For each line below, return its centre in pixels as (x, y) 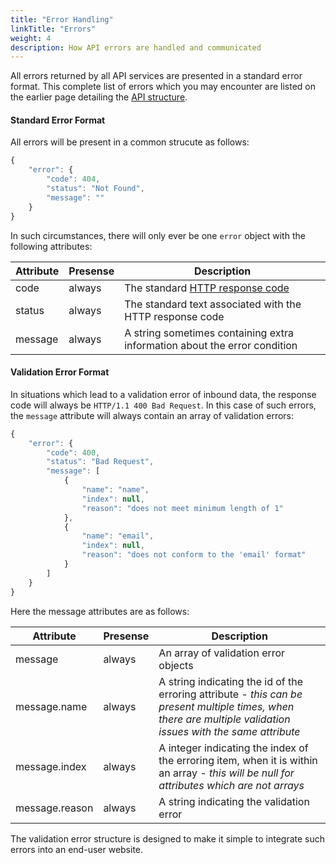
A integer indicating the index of (233, 748)
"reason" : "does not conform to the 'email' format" (194, 555)
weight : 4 (31, 38)
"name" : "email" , (118, 536)
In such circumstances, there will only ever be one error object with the (158, 235)
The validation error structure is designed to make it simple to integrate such (168, 838)
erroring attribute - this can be (230, 694)
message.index (51, 766)
